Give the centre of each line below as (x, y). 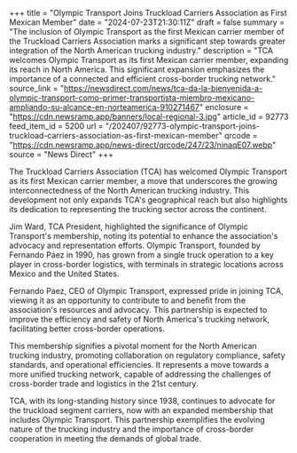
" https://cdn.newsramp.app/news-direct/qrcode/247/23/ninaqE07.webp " (143, 145)
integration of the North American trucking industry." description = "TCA (141, 51)
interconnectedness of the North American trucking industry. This (129, 191)
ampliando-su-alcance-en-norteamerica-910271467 (104, 107)
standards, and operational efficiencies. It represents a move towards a (139, 365)
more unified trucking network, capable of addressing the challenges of (141, 374)
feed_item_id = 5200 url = (56, 126)
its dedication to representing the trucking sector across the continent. (138, 209)
